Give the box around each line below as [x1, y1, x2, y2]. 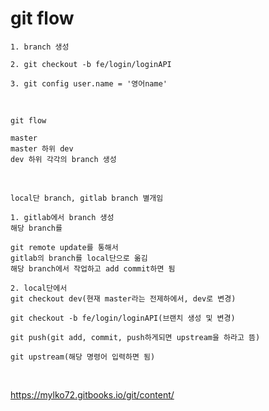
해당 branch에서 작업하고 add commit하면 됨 [10, 263, 176, 274]
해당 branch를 [10, 223, 63, 233]
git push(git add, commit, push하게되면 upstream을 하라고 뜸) [10, 332, 261, 342]
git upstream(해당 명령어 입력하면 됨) [10, 352, 156, 362]
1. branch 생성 [10, 42, 70, 52]
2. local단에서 [10, 283, 68, 293]
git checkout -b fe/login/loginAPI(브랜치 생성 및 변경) [10, 313, 236, 323]
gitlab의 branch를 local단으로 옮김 [10, 253, 148, 263]
